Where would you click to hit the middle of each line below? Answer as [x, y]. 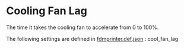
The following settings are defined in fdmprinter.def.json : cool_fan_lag [92, 39]
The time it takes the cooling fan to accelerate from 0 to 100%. [83, 27]
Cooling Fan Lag [47, 11]
